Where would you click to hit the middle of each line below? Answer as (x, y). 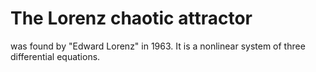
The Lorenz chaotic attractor (131, 18)
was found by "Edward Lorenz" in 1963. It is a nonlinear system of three (158, 46)
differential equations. (55, 56)
